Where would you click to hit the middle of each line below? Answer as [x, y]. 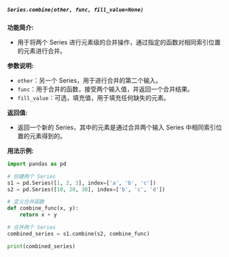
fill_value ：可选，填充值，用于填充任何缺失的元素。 [93, 97]
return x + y [38, 215]
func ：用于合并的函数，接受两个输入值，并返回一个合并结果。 [105, 89]
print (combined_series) [42, 246]
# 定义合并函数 [26, 202]
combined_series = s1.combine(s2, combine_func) [79, 233]
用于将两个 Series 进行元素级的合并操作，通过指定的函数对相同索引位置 [119, 42]
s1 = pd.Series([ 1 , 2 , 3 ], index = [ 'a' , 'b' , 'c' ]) [82, 183]
